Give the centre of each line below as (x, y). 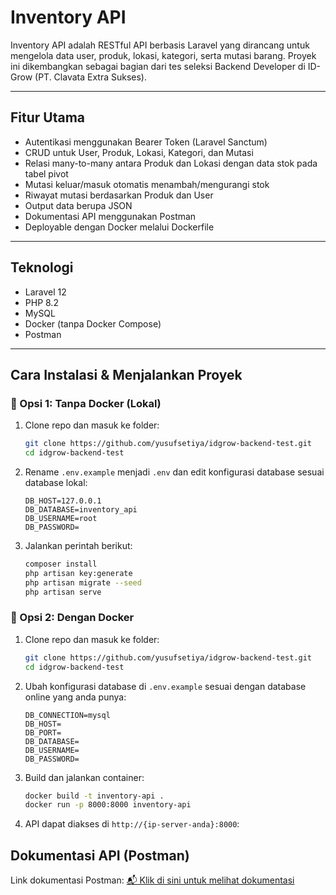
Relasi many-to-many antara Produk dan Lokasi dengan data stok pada (171, 163)
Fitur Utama (48, 117)
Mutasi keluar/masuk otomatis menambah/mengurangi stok (147, 184)
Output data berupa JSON (78, 205)
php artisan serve (63, 592)
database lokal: (56, 482)
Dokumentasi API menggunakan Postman (110, 216)
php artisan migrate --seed (83, 582)
